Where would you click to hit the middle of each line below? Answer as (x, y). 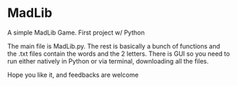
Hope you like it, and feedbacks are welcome (73, 75)
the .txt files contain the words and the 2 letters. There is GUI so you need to (118, 54)
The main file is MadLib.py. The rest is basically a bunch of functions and (114, 46)
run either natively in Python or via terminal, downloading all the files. (108, 61)
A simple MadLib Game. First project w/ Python (76, 32)
